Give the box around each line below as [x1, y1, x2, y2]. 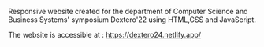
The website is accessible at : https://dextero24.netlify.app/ [8, 31, 202, 39]
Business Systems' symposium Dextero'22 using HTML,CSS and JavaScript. [8, 15, 256, 24]
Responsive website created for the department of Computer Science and [8, 7, 248, 16]
